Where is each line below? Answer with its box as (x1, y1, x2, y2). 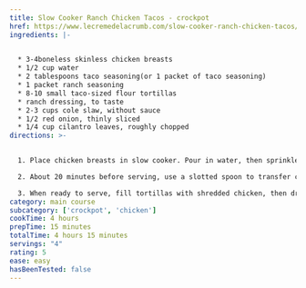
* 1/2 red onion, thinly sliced (17, 114, 141, 124)
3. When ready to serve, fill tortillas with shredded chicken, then (17, 188, 287, 198)
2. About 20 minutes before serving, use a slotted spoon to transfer (17, 172, 291, 182)
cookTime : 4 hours (9, 214, 79, 223)
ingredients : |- (9, 30, 71, 39)
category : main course (9, 197, 96, 206)
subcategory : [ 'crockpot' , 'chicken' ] (9, 205, 157, 214)
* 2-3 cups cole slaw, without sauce (17, 105, 161, 114)
